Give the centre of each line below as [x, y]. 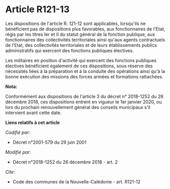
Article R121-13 [37, 9]
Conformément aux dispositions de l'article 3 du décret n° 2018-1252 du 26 [84, 96]
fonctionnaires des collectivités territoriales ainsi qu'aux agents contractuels [85, 40]
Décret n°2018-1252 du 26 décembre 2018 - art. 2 [65, 162]
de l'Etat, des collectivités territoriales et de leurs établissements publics [81, 45]
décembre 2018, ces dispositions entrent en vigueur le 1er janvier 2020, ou [83, 102]
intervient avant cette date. [34, 113]
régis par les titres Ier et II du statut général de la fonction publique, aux [80, 34]
